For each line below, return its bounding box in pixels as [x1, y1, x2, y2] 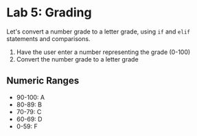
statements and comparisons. [6, 34, 91, 42]
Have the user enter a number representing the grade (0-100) [16, 48, 191, 56]
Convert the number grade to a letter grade [16, 55, 139, 63]
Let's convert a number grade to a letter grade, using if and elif [6, 27, 190, 36]
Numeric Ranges [6, 75, 80, 87]
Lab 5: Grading [6, 5, 92, 21]
